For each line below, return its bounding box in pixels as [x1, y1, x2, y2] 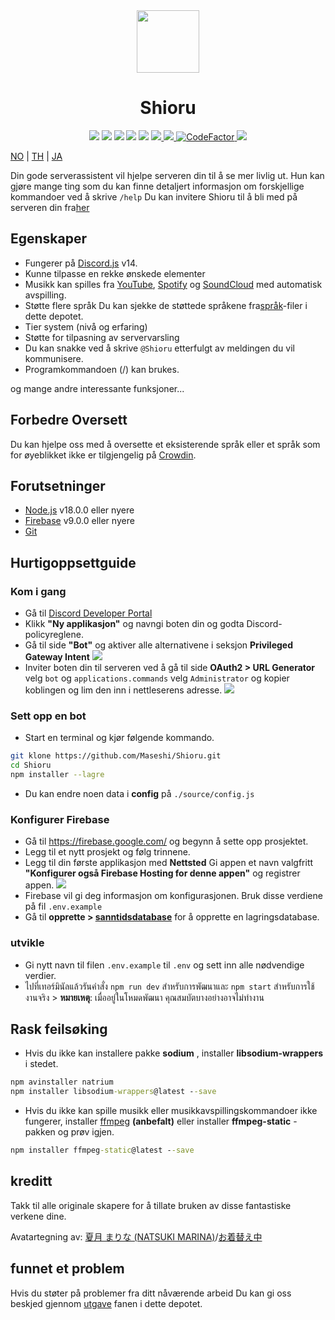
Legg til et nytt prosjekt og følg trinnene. [24, 846, 191, 858]
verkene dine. [10, 1210, 67, 1222]
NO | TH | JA [10, 150, 63, 162]
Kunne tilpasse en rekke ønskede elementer [24, 267, 206, 279]
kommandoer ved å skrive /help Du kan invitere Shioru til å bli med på [10, 190, 298, 203]
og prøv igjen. [57, 1126, 115, 1138]
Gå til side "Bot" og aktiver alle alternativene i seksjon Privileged [24, 639, 294, 651]
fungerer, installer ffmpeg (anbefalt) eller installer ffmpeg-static [24, 1115, 292, 1128]
